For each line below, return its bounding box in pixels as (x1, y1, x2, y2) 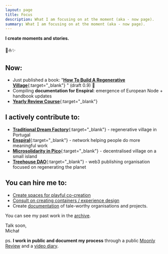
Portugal (12, 132, 31, 138)
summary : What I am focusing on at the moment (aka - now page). (5, 21, 145, 27)
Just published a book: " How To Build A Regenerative (12, 77, 126, 83)
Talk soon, (5, 222, 27, 228)
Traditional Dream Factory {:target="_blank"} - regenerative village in (12, 126, 157, 132)
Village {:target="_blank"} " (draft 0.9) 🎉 (12, 82, 95, 88)
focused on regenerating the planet (12, 164, 86, 170)
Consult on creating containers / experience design (12, 197, 120, 204)
